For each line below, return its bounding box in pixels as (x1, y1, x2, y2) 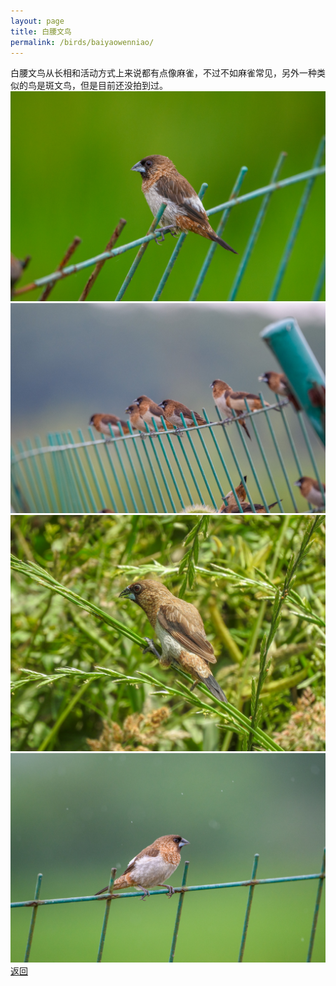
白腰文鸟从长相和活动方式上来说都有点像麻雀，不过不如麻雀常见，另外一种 (10, 67, 317, 79)
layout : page (10, 16, 65, 26)
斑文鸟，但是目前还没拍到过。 (44, 80, 168, 92)
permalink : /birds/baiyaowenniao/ (10, 37, 155, 47)
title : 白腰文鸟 (10, 26, 72, 37)
